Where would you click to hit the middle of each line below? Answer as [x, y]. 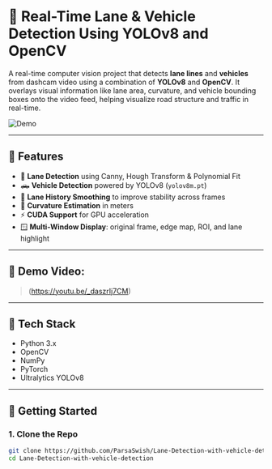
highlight [35, 238]
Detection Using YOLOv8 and [108, 34]
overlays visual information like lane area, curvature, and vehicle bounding [132, 90]
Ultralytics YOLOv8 [52, 378]
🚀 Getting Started [53, 411]
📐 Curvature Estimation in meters [76, 205]
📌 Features [36, 157]
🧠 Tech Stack [42, 324]
